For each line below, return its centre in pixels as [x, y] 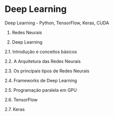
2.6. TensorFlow [21, 100]
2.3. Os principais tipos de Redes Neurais [47, 71]
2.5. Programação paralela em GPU [41, 90]
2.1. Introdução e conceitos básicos [41, 52]
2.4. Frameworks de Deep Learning [41, 80]
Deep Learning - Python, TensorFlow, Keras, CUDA [57, 23]
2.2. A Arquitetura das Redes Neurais [43, 61]
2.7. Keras [15, 109]
